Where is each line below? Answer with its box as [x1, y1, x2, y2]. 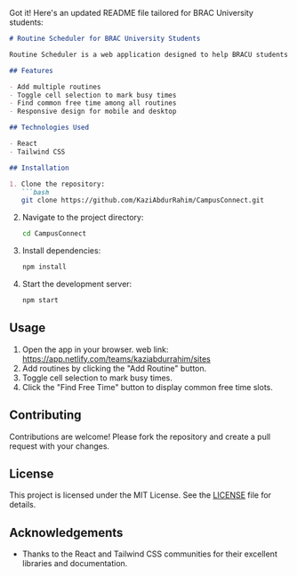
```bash [20, 188, 50, 196]
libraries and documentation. [21, 558, 128, 569]
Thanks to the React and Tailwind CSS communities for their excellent [21, 548, 277, 559]
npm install [21, 262, 67, 272]
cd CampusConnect [21, 229, 87, 238]
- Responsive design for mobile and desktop [9, 107, 177, 116]
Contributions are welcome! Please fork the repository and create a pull [9, 431, 271, 442]
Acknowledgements [9, 524, 124, 540]
